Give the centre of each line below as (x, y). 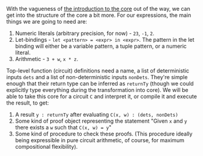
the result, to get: (28, 103)
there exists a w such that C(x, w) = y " (63, 127)
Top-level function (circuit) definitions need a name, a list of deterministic (98, 71)
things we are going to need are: (47, 21)
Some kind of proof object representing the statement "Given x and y (101, 121)
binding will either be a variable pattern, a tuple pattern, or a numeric (101, 46)
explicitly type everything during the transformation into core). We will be (98, 90)
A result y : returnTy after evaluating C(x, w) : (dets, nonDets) (97, 115)
